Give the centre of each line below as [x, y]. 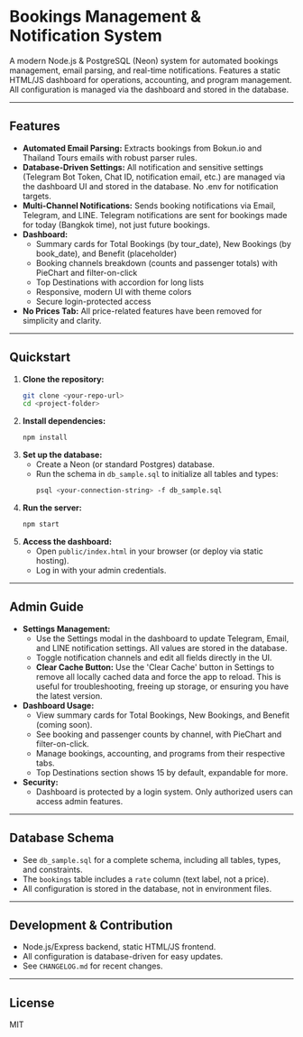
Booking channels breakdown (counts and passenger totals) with [156, 262]
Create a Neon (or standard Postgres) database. [125, 464]
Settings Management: [66, 629]
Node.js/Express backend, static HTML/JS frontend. [119, 947]
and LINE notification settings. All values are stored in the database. [161, 647]
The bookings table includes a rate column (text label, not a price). [145, 879]
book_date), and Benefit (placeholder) [106, 253]
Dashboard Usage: [58, 705]
